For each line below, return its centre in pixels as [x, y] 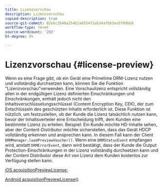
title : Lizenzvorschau [28, 9]
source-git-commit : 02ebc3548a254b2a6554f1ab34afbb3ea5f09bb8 [69, 23]
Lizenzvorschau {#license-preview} [80, 65]
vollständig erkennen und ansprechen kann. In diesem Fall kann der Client [79, 135]
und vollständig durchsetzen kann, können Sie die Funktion [64, 83]
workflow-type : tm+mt [27, 28]
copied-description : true [31, 18]
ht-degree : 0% [19, 37]
